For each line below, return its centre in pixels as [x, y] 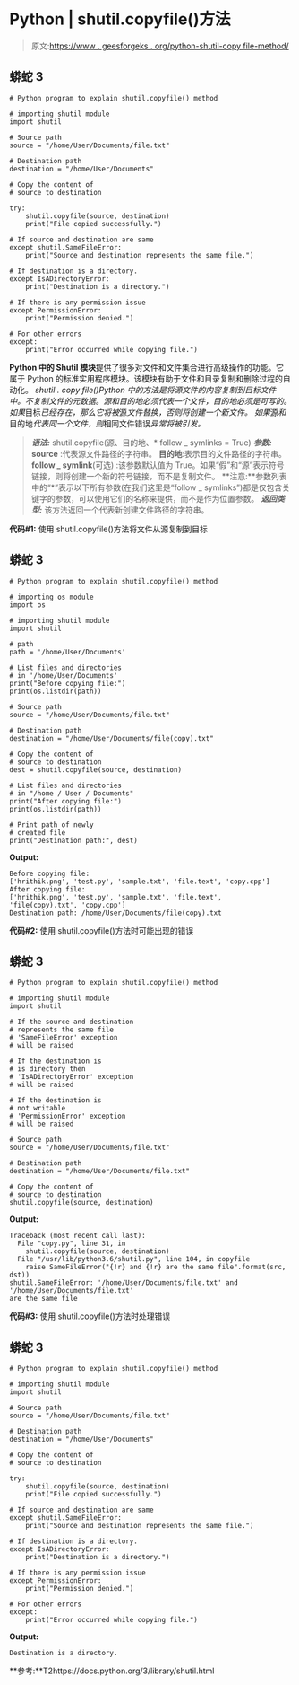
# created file [38, 832]
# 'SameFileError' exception [64, 1038]
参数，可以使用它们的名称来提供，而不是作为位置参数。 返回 [166, 498]
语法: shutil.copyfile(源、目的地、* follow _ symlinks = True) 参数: [151, 443]
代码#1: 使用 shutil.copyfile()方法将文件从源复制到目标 [109, 529]
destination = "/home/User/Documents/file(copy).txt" [112, 738]
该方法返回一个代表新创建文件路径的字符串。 [127, 510]
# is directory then [48, 1069]
